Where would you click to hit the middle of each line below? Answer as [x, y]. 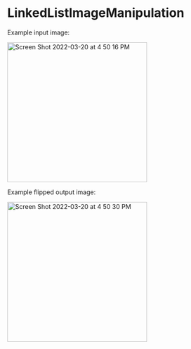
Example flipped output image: [52, 192]
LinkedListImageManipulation [96, 13]
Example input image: [39, 32]
